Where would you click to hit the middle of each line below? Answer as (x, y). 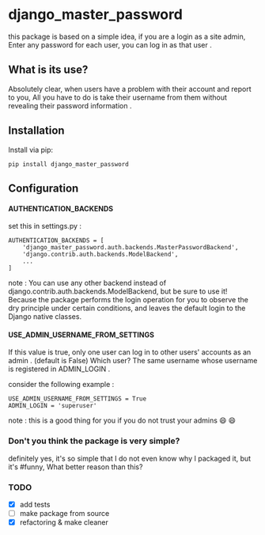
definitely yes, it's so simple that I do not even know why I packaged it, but (130, 458)
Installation (36, 131)
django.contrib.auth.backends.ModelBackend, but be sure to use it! (118, 291)
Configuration (44, 188)
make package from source (64, 514)
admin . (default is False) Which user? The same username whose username (133, 361)
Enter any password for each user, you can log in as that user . (110, 44)
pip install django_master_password (68, 164)
